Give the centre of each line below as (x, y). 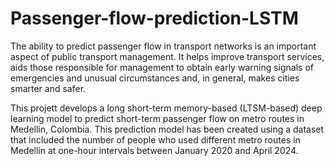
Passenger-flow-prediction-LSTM (154, 18)
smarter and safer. (48, 88)
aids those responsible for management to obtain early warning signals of (162, 67)
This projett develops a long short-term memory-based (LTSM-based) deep (166, 108)
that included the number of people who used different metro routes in (155, 139)
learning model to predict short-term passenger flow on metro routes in (157, 118)
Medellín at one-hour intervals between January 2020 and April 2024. (154, 150)
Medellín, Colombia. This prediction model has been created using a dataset (167, 129)
